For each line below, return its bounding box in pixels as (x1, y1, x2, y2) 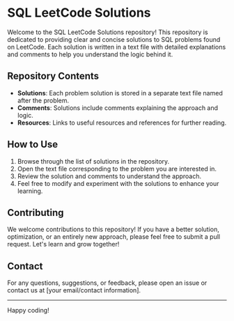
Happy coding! (7, 306, 50, 315)
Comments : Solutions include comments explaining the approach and (17, 103, 218, 112)
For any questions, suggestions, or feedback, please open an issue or (7, 279, 208, 287)
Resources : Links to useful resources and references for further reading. (17, 118, 227, 127)
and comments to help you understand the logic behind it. (7, 50, 173, 58)
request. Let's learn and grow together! (7, 240, 120, 249)
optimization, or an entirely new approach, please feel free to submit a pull (7, 233, 221, 241)
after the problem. (17, 96, 70, 104)
